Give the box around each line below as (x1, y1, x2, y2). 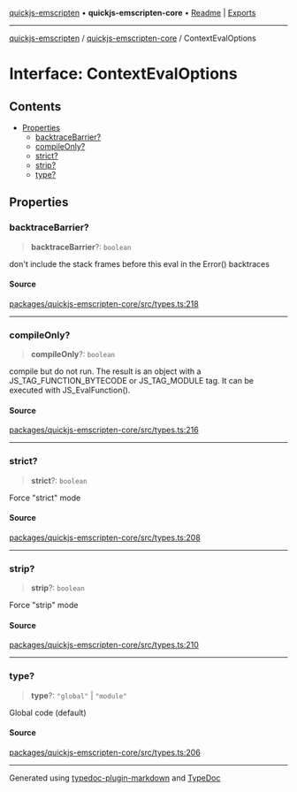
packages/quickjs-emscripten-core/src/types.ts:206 (9, 747, 201, 758)
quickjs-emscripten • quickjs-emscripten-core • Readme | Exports (9, 8, 256, 18)
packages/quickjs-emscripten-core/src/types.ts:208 (9, 532, 201, 543)
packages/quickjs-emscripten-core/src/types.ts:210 (9, 640, 199, 651)
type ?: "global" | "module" (30, 689, 128, 701)
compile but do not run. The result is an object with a (9, 366, 202, 377)
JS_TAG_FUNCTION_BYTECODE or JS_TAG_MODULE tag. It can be (9, 376, 255, 386)
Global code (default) (9, 707, 87, 718)
